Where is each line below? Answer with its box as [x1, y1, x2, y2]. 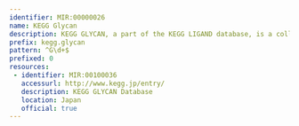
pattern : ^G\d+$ [9, 46, 69, 55]
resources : [9, 63, 50, 72]
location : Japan [20, 95, 82, 105]
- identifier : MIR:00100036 [12, 71, 117, 80]
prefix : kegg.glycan [9, 37, 86, 47]
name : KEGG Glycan [9, 21, 77, 30]
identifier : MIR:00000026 [9, 12, 105, 22]
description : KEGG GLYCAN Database [20, 87, 153, 96]
